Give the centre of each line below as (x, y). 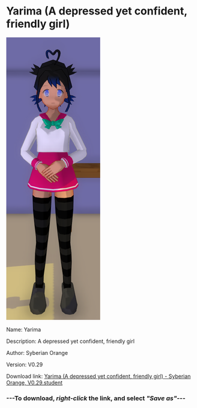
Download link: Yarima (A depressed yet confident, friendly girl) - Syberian (98, 376)
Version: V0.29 (25, 364)
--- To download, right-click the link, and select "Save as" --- (96, 398)
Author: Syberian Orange (37, 353)
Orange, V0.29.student (35, 382)
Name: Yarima (24, 329)
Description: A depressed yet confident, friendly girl (71, 341)
